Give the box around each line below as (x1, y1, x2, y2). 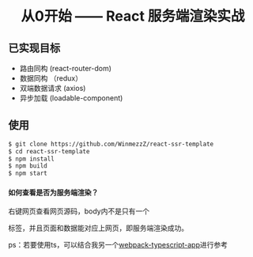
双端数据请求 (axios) (19, 84, 86, 93)
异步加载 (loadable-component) (19, 93, 123, 103)
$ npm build (8, 162, 47, 170)
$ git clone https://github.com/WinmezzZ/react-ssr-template (8, 140, 214, 148)
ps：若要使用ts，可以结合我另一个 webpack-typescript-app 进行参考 (8, 240, 228, 250)
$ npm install (8, 155, 55, 163)
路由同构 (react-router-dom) (19, 64, 112, 73)
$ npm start (8, 169, 47, 178)
